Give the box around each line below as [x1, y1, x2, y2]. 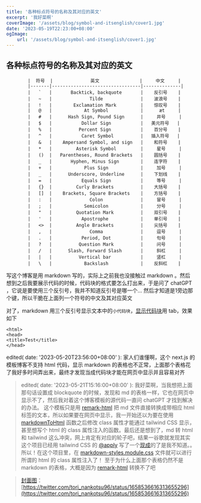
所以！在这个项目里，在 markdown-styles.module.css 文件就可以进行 [20, 448, 192, 456]
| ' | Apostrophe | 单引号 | [28, 215, 181, 222]
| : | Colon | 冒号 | [28, 196, 182, 203]
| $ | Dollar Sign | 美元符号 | [28, 120, 180, 126]
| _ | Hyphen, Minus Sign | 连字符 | [28, 158, 181, 164]
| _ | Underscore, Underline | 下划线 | [28, 171, 181, 177]
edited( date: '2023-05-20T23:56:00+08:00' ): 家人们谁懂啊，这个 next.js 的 [6, 354, 195, 361]
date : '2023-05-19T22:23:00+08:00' [6, 25, 95, 32]
